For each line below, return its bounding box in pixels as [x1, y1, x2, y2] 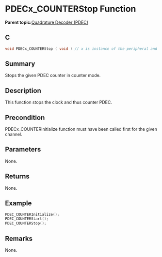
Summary [5, 60, 35, 68]
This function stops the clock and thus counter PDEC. [5, 99, 113, 105]
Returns [5, 172, 30, 181]
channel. [5, 132, 23, 137]
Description [5, 86, 41, 95]
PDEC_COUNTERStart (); [5, 216, 49, 221]
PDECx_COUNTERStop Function [5, 3, 136, 15]
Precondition [5, 113, 45, 121]
